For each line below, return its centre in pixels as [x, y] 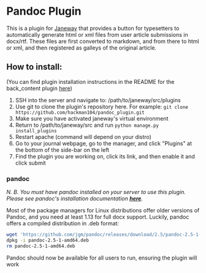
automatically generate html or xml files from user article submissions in [97, 34]
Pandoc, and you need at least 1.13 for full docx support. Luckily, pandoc [98, 217]
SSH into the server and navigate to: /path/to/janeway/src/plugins [98, 100]
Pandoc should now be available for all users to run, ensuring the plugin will [102, 258]
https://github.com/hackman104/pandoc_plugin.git [80, 112]
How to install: [34, 67]
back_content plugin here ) [39, 88]
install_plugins [36, 131]
